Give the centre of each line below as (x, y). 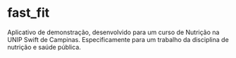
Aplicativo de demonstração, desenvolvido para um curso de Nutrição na (113, 32)
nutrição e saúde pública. (44, 47)
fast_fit (29, 13)
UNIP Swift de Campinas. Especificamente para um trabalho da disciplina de (118, 39)
